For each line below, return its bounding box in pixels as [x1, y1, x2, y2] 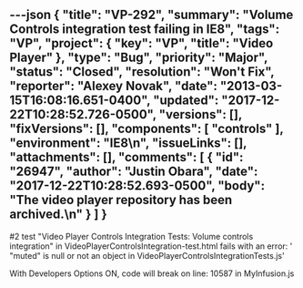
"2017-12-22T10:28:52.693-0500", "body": [9, 178, 266, 194]
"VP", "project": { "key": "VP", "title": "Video [9, 36, 274, 51]
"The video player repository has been [9, 192, 233, 208]
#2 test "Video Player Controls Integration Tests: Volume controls [9, 231, 254, 242]
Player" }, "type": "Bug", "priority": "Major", [9, 50, 268, 66]
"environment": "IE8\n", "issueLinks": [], [9, 136, 247, 151]
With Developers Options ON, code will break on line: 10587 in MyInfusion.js [9, 268, 295, 279]
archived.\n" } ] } [9, 207, 107, 222]
